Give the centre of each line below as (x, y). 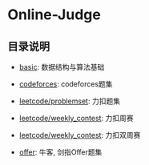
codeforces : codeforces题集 (66, 84)
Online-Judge (54, 15)
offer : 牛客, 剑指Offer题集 (60, 152)
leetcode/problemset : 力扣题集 (70, 101)
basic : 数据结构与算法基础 (62, 67)
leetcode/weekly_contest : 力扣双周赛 (80, 135)
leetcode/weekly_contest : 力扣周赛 (76, 118)
